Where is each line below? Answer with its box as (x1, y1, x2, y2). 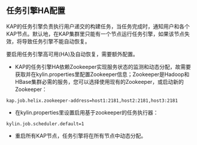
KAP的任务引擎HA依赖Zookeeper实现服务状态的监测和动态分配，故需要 (14, 63, 192, 70)
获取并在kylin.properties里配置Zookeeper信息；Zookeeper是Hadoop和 (14, 71, 190, 78)
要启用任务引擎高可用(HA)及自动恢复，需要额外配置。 (6, 50, 139, 58)
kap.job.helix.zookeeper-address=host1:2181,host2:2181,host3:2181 (6, 98, 178, 104)
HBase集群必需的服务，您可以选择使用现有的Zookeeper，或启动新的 (14, 78, 184, 85)
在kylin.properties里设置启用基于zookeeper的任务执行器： (14, 108, 159, 116)
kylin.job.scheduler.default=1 (6, 120, 84, 127)
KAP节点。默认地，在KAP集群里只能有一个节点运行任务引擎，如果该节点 (6, 30, 185, 37)
